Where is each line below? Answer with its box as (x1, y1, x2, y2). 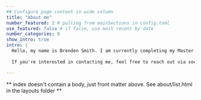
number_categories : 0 (6, 31, 60, 37)
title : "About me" (6, 14, 52, 20)
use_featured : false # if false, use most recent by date (6, 25, 154, 32)
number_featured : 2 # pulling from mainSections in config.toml (6, 20, 170, 26)
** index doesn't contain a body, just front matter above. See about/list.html (6, 80, 193, 87)
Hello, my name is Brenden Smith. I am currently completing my (11, 48, 175, 54)
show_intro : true (6, 37, 50, 43)
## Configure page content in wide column (6, 8, 114, 15)
